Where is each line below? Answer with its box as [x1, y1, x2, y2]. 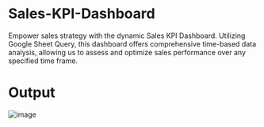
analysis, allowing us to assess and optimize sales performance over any [8, 47, 247, 57]
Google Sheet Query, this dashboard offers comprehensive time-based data [8, 39, 257, 48]
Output [8, 84, 55, 102]
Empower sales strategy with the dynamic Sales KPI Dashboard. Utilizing [8, 31, 246, 40]
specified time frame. [8, 56, 78, 65]
